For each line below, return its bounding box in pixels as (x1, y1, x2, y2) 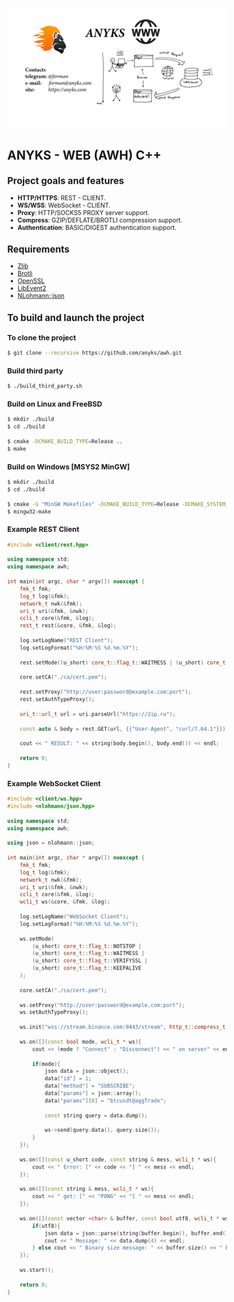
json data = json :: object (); (44, 1067, 130, 1075)
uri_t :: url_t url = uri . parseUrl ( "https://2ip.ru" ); (19, 711, 176, 718)
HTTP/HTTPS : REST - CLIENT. (17, 193, 106, 202)
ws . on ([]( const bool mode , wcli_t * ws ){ (19, 1038, 141, 1045)
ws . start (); (19, 1266, 54, 1274)
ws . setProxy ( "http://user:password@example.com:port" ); (19, 1001, 186, 1009)
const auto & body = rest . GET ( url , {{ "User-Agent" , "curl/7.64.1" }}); (19, 725, 229, 732)
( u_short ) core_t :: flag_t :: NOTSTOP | (32, 942, 141, 949)
